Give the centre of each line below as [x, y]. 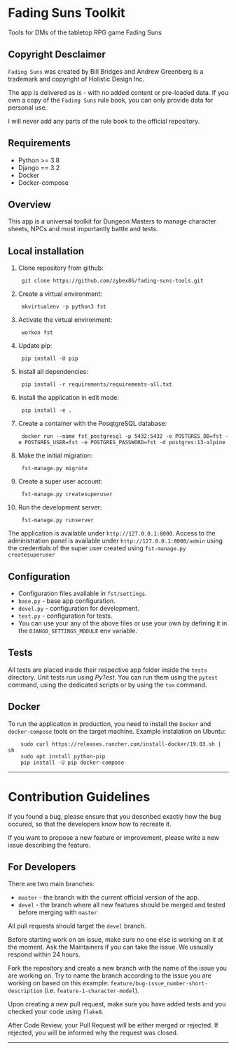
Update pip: [35, 346]
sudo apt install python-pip [63, 756]
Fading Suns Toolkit [67, 13]
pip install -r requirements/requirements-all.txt [97, 384]
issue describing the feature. [49, 845]
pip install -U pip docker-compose [72, 763]
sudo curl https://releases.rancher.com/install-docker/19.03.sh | [121, 744]
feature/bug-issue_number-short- [159, 984]
